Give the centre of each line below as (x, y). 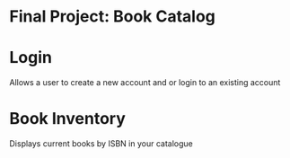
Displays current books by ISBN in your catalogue (101, 144)
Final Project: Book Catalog (112, 17)
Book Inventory (67, 119)
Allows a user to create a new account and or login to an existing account (145, 83)
